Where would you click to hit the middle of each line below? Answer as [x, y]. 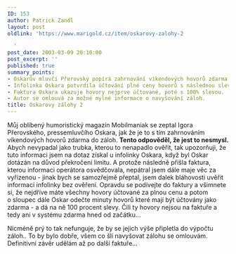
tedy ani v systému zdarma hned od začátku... [74, 215]
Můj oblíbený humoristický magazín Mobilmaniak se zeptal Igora [100, 125]
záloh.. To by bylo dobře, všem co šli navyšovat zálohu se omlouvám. [108, 236]
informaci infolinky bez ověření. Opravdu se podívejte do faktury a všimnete [117, 185]
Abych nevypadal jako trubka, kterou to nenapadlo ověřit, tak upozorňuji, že [117, 147]
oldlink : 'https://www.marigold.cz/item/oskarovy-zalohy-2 [96, 33]
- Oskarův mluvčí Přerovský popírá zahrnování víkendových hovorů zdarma [118, 79]
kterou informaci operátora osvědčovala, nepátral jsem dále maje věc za [112, 170]
